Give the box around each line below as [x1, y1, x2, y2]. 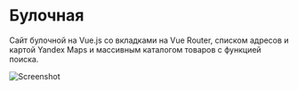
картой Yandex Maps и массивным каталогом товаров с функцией [9, 44, 262, 54]
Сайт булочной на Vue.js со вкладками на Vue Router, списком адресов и [9, 35, 289, 45]
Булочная [9, 5, 85, 26]
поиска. [9, 53, 39, 64]
